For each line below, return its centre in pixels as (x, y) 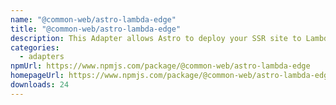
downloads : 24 (40, 85)
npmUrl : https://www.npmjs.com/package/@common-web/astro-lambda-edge (160, 66)
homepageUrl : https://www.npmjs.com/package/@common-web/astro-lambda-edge (171, 76)
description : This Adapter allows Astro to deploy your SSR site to (156, 38)
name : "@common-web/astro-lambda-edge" (93, 19)
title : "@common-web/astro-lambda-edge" (96, 29)
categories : (35, 47)
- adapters (42, 57)
